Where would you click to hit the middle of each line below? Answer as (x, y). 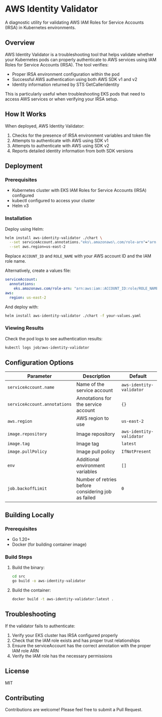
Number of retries (96, 479)
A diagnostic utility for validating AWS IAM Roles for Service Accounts (74, 22)
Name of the (90, 384)
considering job (94, 492)
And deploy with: (22, 307)
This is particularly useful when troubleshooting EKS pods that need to (75, 94)
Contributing (25, 698)
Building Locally (30, 515)
